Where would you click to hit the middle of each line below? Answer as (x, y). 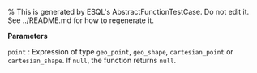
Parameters (28, 36)
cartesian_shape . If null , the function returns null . (92, 60)
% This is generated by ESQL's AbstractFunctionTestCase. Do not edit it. (128, 12)
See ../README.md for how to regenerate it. (81, 20)
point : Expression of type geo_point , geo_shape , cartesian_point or (121, 52)
